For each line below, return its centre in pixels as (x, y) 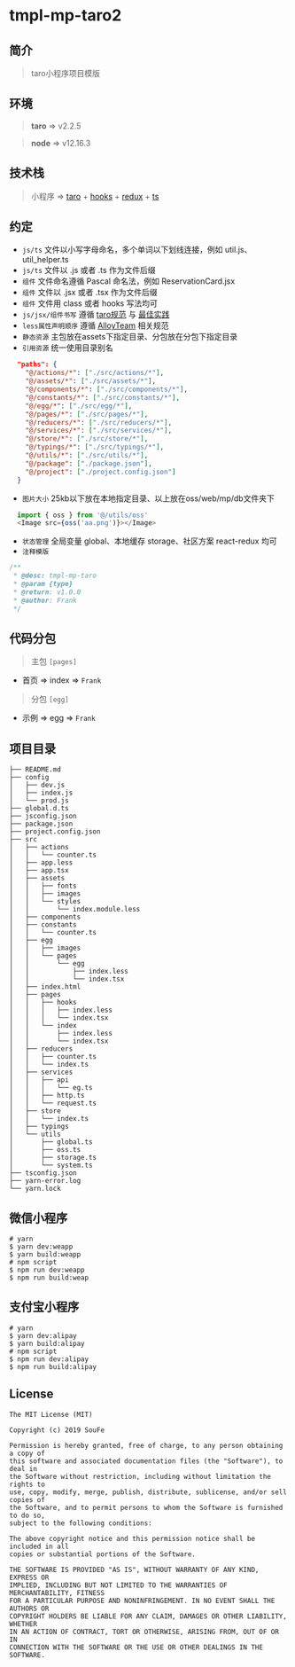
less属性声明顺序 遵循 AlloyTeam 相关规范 (95, 325)
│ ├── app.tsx (39, 871)
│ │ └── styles (45, 902)
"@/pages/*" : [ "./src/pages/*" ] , (87, 414)
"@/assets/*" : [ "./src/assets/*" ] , (91, 381)
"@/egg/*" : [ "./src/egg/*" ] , (79, 406)
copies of (27, 1499)
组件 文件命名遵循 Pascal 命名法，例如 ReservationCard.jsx (128, 281)
